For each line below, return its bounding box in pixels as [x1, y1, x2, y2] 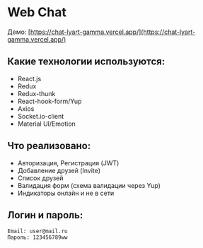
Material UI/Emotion [17, 119, 76, 128]
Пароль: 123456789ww [7, 234, 69, 241]
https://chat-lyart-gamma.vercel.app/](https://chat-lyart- [30, 28, 196, 36]
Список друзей [17, 174, 64, 182]
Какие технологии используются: [7, 56, 166, 68]
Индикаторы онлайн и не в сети [17, 189, 115, 197]
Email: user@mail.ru [7, 228, 69, 235]
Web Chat [7, 4, 67, 20]
